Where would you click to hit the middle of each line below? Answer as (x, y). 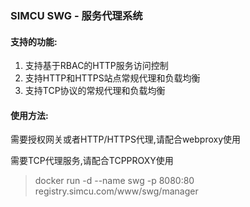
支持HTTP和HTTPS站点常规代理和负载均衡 (112, 78)
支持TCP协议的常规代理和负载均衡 (95, 91)
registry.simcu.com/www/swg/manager (116, 191)
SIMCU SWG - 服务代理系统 (76, 15)
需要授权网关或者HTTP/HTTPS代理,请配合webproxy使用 (126, 139)
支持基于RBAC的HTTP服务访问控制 (96, 66)
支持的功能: (34, 41)
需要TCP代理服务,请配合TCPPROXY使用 (92, 161)
